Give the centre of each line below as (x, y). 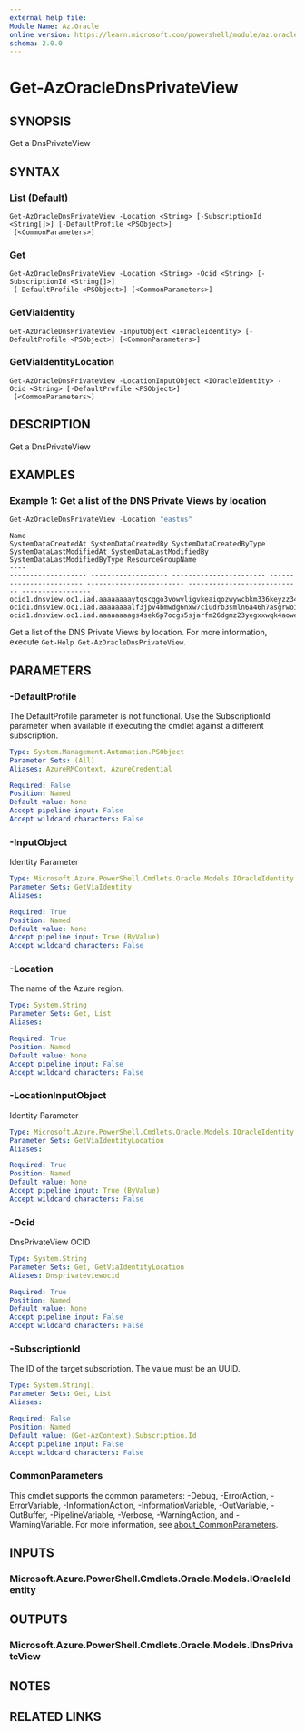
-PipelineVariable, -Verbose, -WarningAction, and (142, 1515)
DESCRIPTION (50, 424)
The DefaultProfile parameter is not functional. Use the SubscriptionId (140, 716)
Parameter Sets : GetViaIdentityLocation (87, 1140)
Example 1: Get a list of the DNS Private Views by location (138, 500)
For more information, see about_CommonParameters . (177, 1524)
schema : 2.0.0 (36, 43)
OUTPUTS (39, 1620)
